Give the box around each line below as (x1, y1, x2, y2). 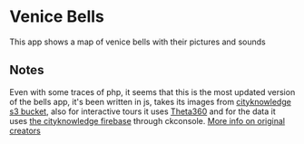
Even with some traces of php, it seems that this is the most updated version (9, 86, 296, 97)
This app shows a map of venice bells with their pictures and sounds (9, 36, 266, 47)
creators (9, 125, 41, 136)
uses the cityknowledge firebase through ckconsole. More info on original (9, 115, 286, 126)
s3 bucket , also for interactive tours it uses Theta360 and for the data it (9, 106, 277, 117)
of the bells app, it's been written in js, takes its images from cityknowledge (9, 96, 292, 107)
